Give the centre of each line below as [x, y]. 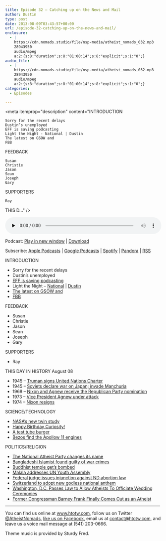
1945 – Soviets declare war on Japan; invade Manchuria [69, 386]
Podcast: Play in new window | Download [47, 241]
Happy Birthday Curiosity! [39, 427]
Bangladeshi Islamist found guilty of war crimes [61, 462]
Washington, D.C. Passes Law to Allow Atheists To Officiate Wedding [82, 488]
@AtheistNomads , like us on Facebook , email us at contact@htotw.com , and [83, 519]
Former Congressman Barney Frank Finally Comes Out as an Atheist [82, 499]
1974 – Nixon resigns [33, 402]
